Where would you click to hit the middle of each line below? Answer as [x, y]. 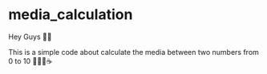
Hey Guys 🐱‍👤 [30, 37]
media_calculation [71, 15]
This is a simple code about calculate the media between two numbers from [133, 52]
